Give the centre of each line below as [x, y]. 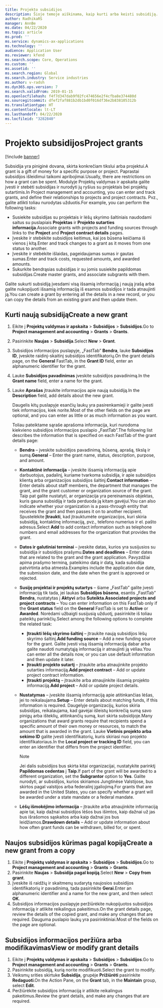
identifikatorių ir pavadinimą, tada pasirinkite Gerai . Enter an [72, 888]
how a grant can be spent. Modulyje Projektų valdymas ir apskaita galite [77, 182]
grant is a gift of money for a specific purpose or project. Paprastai [72, 171]
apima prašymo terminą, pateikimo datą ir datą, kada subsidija [82, 563]
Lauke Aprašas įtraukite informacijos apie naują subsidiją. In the [76, 390]
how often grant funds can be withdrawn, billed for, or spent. [81, 827]
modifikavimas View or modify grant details [72, 948]
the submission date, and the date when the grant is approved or [84, 573]
